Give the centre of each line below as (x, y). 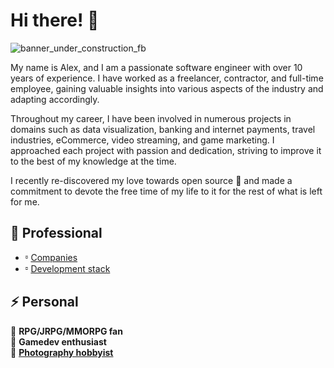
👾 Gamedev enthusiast (58, 341)
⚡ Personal (44, 302)
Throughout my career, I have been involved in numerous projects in (151, 118)
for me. (25, 201)
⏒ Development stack (67, 268)
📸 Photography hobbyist (62, 352)
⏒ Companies (51, 257)
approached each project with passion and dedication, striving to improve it (166, 150)
